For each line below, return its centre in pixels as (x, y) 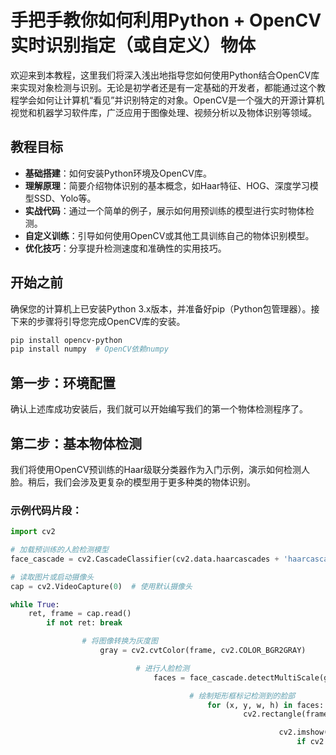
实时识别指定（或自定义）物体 (133, 45)
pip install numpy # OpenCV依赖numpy (89, 349)
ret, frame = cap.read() (80, 614)
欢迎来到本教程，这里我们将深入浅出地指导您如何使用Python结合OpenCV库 (165, 75)
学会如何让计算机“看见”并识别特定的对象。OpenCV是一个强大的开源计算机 (171, 100)
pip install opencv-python (66, 340)
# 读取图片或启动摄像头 (52, 577)
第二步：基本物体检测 (76, 443)
